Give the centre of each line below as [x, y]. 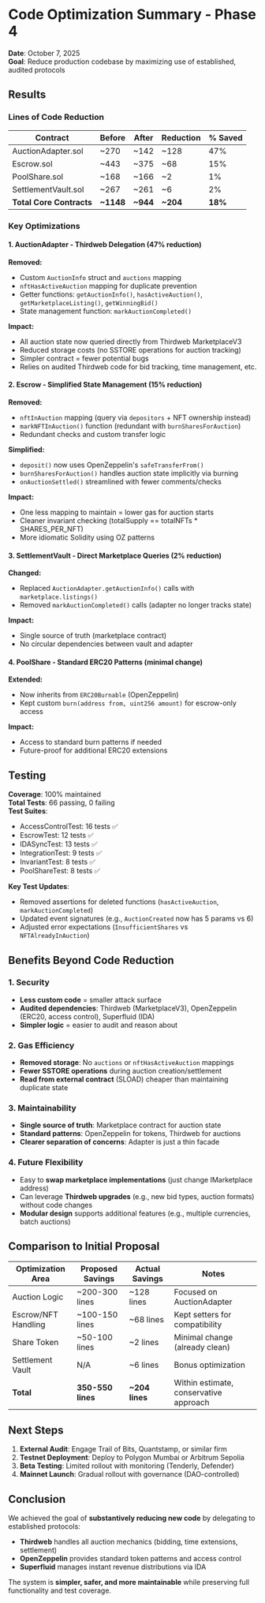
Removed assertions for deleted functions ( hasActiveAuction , [119, 902]
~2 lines [144, 1342]
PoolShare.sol [38, 177]
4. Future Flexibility [46, 1163]
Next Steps [36, 1430]
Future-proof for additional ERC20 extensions [93, 750]
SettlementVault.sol [48, 189]
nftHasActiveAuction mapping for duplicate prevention [108, 286]
